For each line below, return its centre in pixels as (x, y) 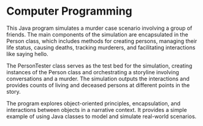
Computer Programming (70, 11)
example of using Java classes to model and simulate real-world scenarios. (101, 116)
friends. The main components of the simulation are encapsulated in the (97, 34)
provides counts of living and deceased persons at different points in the (98, 85)
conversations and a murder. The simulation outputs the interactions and (98, 79)
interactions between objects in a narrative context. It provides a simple (97, 110)
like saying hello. (27, 54)
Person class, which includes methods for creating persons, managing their (102, 41)
